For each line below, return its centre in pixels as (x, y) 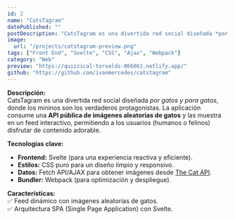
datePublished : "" (34, 27)
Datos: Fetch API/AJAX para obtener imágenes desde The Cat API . (115, 172)
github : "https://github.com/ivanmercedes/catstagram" (89, 72)
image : (17, 40)
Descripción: (26, 93)
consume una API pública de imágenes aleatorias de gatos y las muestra (114, 115)
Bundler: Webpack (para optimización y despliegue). (94, 179)
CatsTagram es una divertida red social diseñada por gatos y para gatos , (113, 100)
